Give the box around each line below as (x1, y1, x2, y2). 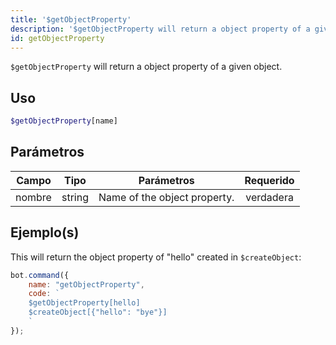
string (61, 190, 89, 204)
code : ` (28, 289, 60, 299)
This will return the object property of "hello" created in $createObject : (10, 251, 302, 263)
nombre (15, 190, 52, 204)
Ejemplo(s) (10, 224, 80, 241)
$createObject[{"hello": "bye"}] (28, 307, 168, 318)
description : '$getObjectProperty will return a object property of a (10, 24, 311, 34)
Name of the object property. (98, 190, 235, 204)
